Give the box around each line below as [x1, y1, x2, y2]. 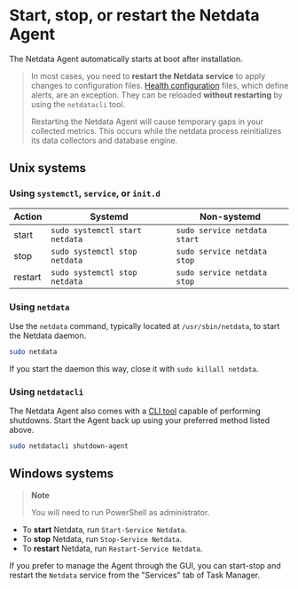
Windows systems [9, 467, 114, 482]
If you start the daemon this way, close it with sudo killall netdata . [9, 363, 259, 373]
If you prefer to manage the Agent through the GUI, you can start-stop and [9, 560, 281, 570]
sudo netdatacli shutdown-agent [9, 442, 129, 451]
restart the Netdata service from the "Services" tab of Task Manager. [9, 569, 260, 580]
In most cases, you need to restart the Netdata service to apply [30, 70, 266, 81]
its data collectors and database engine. [30, 135, 178, 145]
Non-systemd [199, 210, 262, 223]
